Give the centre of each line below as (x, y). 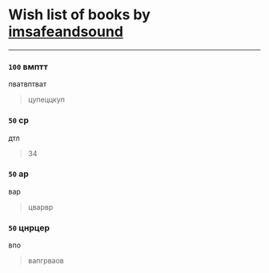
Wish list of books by (79, 15)
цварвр (40, 207)
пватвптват (27, 84)
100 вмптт (28, 66)
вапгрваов (46, 261)
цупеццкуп (46, 100)
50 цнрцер (29, 227)
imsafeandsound (66, 32)
